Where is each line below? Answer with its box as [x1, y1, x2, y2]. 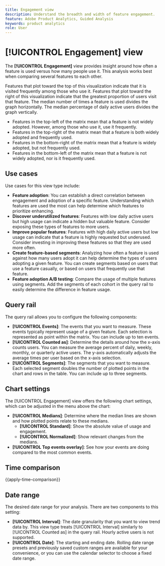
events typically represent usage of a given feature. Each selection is [12, 329, 153, 334]
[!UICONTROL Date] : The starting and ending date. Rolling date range [12, 540, 154, 546]
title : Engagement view [5, 7, 54, 12]
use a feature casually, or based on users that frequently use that [12, 266, 145, 271]
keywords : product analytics [5, 21, 65, 26]
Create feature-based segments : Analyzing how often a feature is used [12, 250, 159, 256]
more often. [12, 244, 36, 250]
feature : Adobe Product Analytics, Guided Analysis [5, 16, 113, 21]
